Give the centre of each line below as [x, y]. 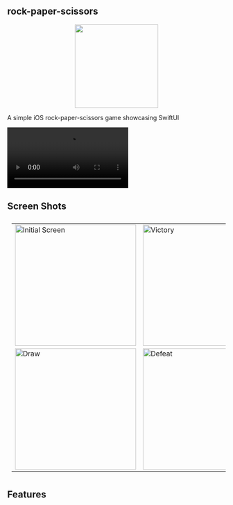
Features [27, 494]
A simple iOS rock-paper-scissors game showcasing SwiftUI [93, 117]
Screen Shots [37, 206]
